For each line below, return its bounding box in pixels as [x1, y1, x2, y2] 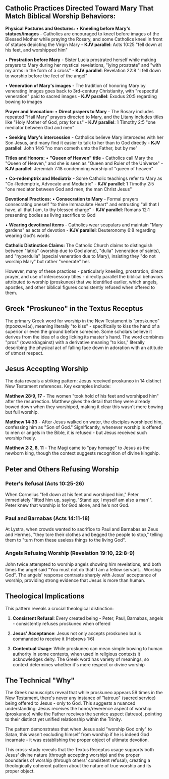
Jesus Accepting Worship [5, 365, 88, 373]
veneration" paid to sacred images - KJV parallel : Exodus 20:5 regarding [5, 93, 157, 99]
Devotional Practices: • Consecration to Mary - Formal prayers [5, 196, 139, 202]
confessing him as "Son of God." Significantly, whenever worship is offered [5, 424, 161, 430]
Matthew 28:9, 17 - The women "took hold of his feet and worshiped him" [5, 393, 159, 399]
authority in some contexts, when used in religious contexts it [12, 651, 140, 657]
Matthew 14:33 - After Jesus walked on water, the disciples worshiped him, [5, 419, 163, 425]
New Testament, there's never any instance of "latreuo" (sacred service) [5, 695, 156, 701]
